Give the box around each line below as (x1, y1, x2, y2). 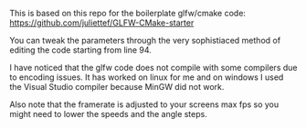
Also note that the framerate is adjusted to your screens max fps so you (9, 99, 280, 110)
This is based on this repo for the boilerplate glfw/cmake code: (9, 8, 247, 18)
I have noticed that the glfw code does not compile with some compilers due (9, 63, 298, 73)
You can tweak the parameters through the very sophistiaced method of (9, 35, 281, 45)
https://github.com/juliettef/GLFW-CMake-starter (9, 17, 195, 28)
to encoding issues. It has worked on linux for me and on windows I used (9, 72, 284, 83)
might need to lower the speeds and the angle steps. (9, 109, 207, 119)
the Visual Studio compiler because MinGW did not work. (9, 82, 225, 92)
